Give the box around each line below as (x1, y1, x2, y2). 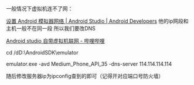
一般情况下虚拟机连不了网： (6, 5, 73, 12)
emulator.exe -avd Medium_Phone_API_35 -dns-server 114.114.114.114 (6, 60, 172, 67)
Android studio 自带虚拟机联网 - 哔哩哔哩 (6, 38, 105, 44)
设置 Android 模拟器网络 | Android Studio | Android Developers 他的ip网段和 (6, 18, 189, 25)
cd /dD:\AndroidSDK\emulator (6, 49, 79, 56)
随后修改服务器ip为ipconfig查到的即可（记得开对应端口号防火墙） (6, 73, 164, 79)
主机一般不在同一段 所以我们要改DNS (6, 25, 96, 32)
